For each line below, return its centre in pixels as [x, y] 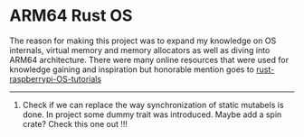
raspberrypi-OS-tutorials [56, 78]
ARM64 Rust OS [71, 16]
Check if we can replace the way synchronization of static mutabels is [153, 105]
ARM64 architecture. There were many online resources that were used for [149, 59]
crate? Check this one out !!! [75, 123]
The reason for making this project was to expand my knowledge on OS [143, 41]
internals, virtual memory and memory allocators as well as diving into [140, 50]
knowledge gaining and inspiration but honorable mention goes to [132, 69]
